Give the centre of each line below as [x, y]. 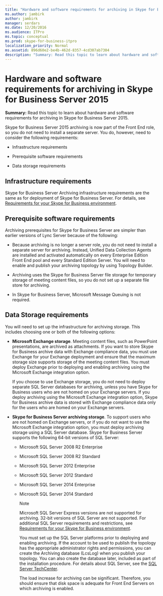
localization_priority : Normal [37, 46]
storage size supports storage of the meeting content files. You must [81, 362]
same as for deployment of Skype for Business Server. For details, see [75, 198]
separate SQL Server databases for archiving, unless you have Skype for [85, 387]
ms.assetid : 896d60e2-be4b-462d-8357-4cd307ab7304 [57, 50]
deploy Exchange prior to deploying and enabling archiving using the [81, 367]
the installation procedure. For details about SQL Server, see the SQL [88, 563]
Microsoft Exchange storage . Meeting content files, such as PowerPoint [85, 341]
